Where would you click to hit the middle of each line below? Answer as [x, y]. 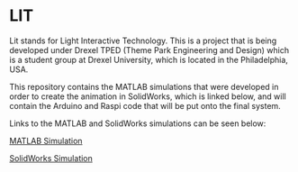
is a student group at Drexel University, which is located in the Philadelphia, [149, 59]
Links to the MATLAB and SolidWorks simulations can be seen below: [138, 123]
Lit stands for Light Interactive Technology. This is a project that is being [143, 41]
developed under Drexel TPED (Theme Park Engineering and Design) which [149, 50]
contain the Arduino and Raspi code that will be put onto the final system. [145, 105]
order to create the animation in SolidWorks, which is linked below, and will [148, 96]
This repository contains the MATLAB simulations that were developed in [144, 86]
